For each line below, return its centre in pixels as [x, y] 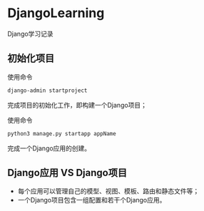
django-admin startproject [47, 91]
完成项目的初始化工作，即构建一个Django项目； [77, 105]
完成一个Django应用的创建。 [49, 148]
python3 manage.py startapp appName [62, 133]
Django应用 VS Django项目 [67, 173]
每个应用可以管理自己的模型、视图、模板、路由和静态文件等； [108, 191]
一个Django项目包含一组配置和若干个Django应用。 [92, 200]
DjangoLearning [56, 13]
